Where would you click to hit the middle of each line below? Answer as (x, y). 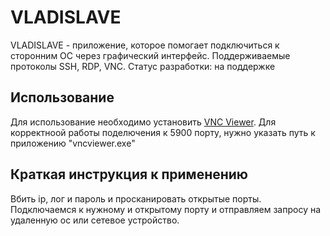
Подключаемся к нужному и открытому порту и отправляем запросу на (166, 209)
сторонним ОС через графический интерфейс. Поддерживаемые (150, 55)
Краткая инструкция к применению (129, 174)
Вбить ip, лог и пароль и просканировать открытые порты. (136, 198)
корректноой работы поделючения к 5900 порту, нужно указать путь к (163, 132)
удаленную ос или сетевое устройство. (95, 220)
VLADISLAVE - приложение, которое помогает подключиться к (145, 45)
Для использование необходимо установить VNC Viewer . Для (143, 122)
